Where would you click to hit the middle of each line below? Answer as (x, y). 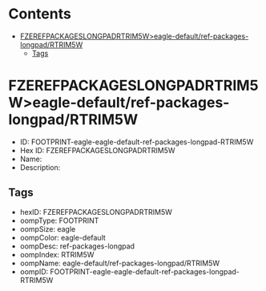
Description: (40, 167)
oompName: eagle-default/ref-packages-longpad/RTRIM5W (120, 263)
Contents (40, 14)
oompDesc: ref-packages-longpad (77, 246)
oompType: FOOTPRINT (59, 220)
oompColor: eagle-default (62, 237)
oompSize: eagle (48, 228)
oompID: (34, 271)
